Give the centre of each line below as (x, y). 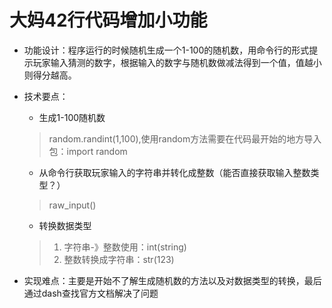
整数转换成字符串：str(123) (119, 259)
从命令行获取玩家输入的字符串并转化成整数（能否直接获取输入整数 (174, 172)
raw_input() (72, 205)
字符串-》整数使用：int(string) (125, 247)
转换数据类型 (65, 225)
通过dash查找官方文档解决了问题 (91, 293)
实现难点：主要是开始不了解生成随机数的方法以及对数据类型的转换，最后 (172, 280)
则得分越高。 (50, 75)
